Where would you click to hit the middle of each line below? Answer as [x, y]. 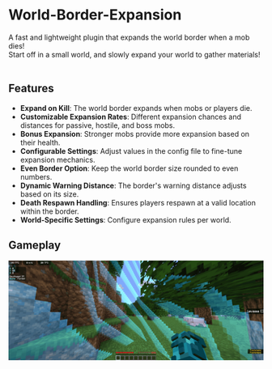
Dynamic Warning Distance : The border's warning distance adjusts [133, 185]
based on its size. [49, 194]
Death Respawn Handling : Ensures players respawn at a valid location [138, 202]
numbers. [36, 176]
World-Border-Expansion [95, 15]
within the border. [49, 211]
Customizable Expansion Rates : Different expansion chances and [130, 117]
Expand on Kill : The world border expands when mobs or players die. [136, 108]
